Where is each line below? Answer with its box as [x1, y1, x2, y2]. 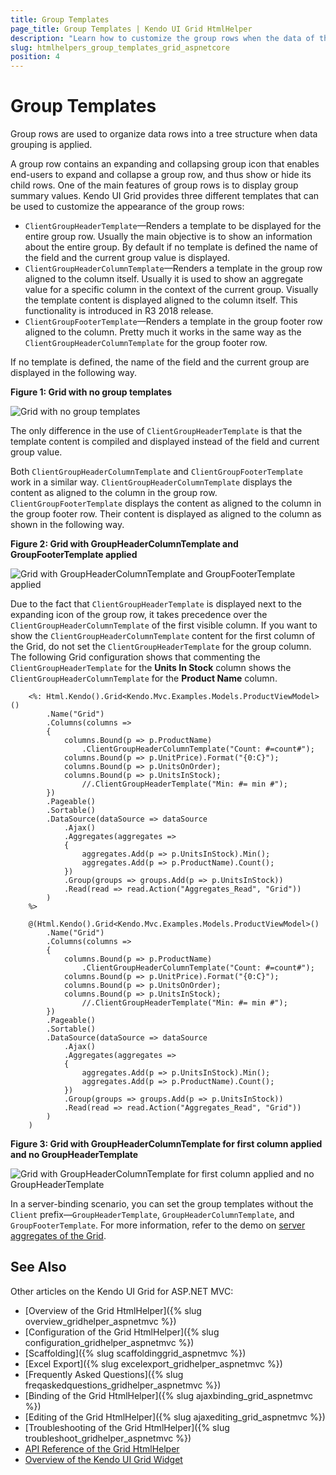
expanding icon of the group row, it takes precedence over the [10, 609, 268, 621]
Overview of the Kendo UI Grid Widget [24, 1453, 183, 1465]
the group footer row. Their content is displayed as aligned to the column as [10, 508, 322, 520]
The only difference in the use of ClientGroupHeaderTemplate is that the [10, 425, 303, 437]
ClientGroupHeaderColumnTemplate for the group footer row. [24, 337, 268, 349]
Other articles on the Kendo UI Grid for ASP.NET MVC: [10, 1285, 234, 1297]
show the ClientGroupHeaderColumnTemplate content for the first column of [10, 630, 316, 642]
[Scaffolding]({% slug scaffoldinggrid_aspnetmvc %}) [24, 1347, 247, 1359]
